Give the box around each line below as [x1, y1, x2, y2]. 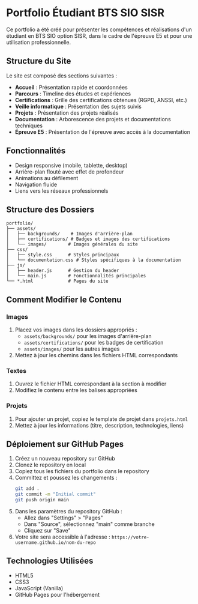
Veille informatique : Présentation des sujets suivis [14, 103, 142, 110]
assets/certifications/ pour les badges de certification [23, 339, 164, 346]
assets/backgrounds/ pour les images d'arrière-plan [23, 333, 152, 340]
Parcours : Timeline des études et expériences [14, 90, 131, 97]
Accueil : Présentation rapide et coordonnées [14, 83, 128, 91]
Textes [6, 366, 27, 375]
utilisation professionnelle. [6, 38, 71, 46]
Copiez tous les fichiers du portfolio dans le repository [14, 468, 149, 475]
